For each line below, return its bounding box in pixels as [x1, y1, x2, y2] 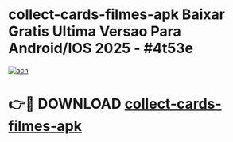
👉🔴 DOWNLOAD [8, 95, 122, 113]
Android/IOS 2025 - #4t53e [8, 40, 193, 57]
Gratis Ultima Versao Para [8, 22, 181, 40]
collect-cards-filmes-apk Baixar [8, 6, 225, 24]
